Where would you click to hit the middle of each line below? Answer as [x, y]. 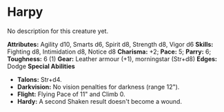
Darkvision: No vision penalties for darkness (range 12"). [98, 87]
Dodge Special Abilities [41, 66]
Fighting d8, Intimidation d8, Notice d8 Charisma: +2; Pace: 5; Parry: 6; [109, 52]
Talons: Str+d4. [39, 79]
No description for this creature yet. [58, 31]
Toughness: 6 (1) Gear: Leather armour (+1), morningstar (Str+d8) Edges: [112, 58]
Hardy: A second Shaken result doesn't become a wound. [100, 101]
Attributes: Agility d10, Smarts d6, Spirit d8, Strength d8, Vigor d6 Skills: [110, 44]
